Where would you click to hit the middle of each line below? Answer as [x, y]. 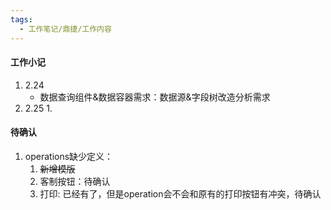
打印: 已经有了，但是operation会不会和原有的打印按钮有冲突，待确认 [180, 193]
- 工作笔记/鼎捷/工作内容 [65, 29]
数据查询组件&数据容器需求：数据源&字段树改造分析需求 [155, 97]
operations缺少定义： [69, 156]
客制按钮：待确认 [75, 181]
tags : [21, 19]
